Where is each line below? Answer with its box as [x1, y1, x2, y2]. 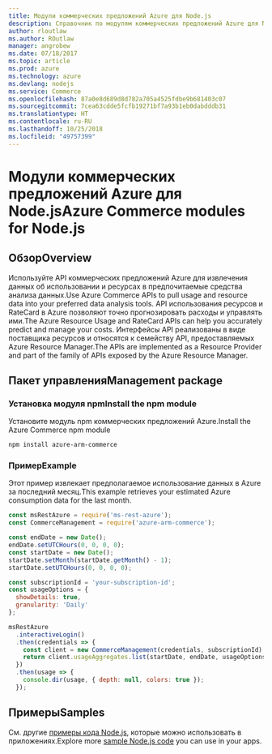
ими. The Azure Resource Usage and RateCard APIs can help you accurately [8, 315, 263, 325]
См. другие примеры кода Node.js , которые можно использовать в [8, 727, 242, 737]
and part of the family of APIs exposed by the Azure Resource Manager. [8, 350, 249, 360]
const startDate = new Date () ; [8, 548, 114, 556]
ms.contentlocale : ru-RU [8, 118, 92, 126]
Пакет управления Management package [8, 374, 223, 388]
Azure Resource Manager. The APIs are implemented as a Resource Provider [8, 341, 262, 351]
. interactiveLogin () [15, 630, 85, 639]
